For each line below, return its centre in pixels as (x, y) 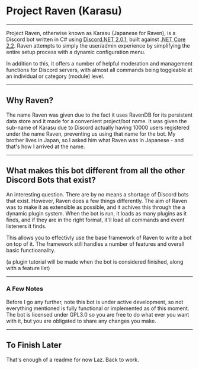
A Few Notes (25, 289)
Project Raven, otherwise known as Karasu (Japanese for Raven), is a (91, 33)
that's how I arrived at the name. (46, 146)
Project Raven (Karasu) (64, 11)
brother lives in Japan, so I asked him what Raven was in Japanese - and (95, 140)
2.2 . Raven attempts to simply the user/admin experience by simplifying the (98, 45)
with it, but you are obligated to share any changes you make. (81, 321)
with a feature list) (28, 268)
